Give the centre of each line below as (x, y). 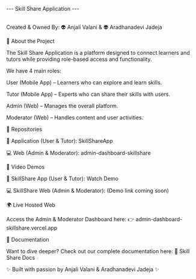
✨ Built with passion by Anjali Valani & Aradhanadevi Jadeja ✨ (83, 269)
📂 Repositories (24, 129)
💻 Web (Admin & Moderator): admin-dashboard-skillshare (79, 153)
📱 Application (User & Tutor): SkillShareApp (60, 141)
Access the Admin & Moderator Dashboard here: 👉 (70, 219)
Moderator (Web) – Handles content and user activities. (75, 118)
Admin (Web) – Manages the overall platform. (62, 106)
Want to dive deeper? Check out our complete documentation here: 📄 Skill (98, 251)
